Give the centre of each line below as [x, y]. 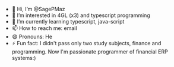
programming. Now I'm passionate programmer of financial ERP [90, 52]
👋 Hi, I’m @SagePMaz [38, 9]
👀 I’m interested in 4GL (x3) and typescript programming [81, 15]
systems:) [24, 58]
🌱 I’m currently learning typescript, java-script [68, 21]
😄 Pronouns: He [32, 36]
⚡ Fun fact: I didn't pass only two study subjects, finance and [86, 43]
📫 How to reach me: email [44, 28]
